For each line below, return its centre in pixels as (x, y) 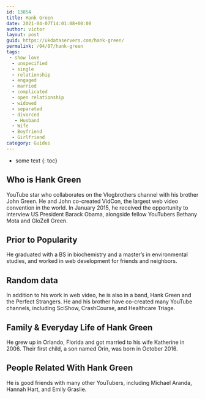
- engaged (24, 80)
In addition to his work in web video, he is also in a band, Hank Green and (99, 295)
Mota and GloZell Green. (37, 221)
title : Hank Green (30, 18)
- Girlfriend (28, 138)
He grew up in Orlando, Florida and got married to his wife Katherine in (95, 342)
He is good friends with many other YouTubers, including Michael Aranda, (99, 382)
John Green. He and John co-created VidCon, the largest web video (92, 201)
